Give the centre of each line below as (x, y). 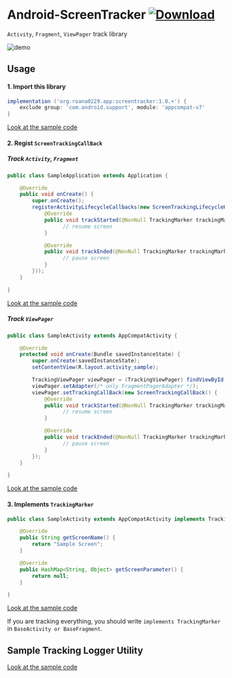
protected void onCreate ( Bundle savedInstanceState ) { (100, 355)
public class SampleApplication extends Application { (88, 175)
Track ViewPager (30, 319)
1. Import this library (37, 86)
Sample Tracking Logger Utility (75, 650)
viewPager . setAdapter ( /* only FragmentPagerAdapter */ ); (115, 386)
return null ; (51, 576)
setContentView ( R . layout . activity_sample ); (95, 367)
